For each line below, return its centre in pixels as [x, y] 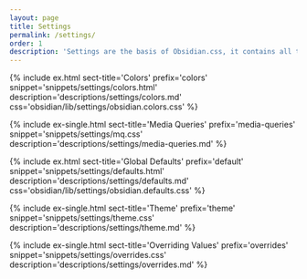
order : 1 [26, 43]
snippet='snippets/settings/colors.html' [84, 88]
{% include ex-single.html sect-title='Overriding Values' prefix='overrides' [149, 245]
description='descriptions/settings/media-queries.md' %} [118, 144]
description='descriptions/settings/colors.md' [96, 98]
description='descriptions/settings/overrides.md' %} [109, 264]
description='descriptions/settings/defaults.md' [99, 181]
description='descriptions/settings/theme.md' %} [103, 228]
